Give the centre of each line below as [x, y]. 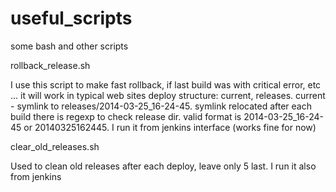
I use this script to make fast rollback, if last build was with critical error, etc [166, 84]
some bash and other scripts [69, 46]
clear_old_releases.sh [55, 146]
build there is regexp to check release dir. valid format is [126, 116]
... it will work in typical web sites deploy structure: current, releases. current [168, 95]
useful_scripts [71, 18]
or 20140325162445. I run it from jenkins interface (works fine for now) [170, 127]
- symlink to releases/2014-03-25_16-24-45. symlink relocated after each [161, 106]
